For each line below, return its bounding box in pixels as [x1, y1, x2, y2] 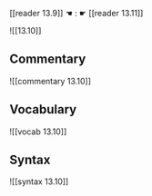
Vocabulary [9, 102, 77, 117]
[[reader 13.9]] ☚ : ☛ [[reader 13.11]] [9, 8, 144, 18]
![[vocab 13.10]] [9, 126, 67, 137]
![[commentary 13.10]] [9, 75, 91, 86]
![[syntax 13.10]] [9, 176, 69, 187]
